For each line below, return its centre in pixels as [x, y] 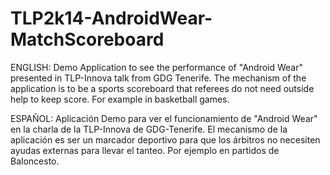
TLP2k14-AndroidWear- [111, 18]
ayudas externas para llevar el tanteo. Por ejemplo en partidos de [145, 150]
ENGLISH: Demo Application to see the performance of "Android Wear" [157, 67]
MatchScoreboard [87, 39]
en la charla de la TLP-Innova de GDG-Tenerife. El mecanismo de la [149, 129]
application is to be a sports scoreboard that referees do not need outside [162, 88]
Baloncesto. [35, 161]
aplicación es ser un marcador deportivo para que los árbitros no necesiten [165, 139]
